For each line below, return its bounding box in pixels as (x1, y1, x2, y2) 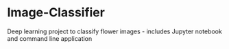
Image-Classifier (7, 5, 105, 20)
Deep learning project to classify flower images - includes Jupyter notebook (7, 27, 223, 35)
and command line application (7, 34, 93, 42)
